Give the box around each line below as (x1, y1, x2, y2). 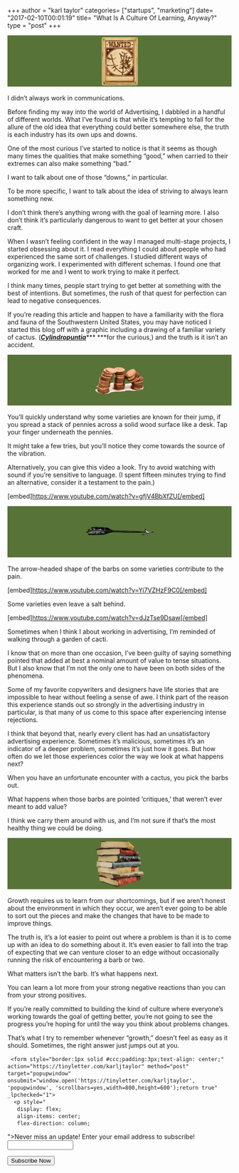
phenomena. (7, 671, 45, 680)
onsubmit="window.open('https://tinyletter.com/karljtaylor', (7, 1077, 196, 1084)
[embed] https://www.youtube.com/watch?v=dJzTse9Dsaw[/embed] (7, 613, 208, 622)
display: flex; (16, 1105, 62, 1112)
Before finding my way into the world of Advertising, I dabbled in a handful (7, 107, 225, 116)
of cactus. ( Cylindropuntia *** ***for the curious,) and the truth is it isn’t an (7, 333, 228, 341)
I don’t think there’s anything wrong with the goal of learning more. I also (7, 208, 220, 217)
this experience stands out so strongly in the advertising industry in (7, 700, 205, 708)
